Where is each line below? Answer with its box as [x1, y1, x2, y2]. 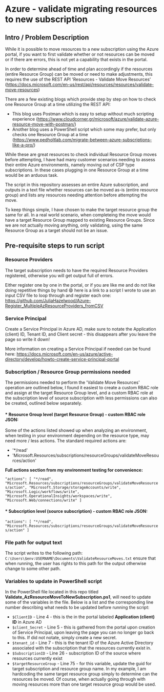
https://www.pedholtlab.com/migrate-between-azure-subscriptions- [14, 137, 152, 143]
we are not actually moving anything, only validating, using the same [5, 222, 143, 228]
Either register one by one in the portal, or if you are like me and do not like [5, 282, 155, 288]
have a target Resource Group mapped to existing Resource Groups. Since [5, 217, 155, 223]
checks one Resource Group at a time [12, 132, 88, 137]
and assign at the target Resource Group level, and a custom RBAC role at [5, 390, 153, 396]
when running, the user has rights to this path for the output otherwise [5, 560, 146, 566]
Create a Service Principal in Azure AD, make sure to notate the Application [5, 326, 156, 332]
